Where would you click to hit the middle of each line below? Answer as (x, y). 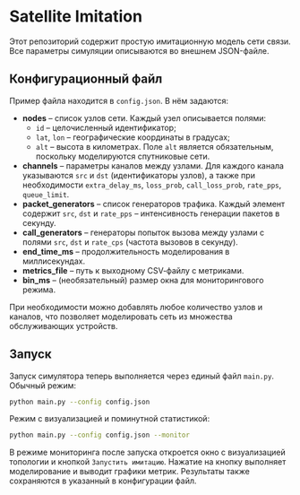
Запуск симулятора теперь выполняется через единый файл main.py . (142, 376)
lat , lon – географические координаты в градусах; (133, 137)
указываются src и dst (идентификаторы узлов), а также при (138, 175)
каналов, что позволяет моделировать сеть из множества (121, 317)
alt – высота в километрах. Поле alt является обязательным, (154, 146)
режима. (39, 290)
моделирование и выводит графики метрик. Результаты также (130, 472)
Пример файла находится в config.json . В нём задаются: (119, 100)
